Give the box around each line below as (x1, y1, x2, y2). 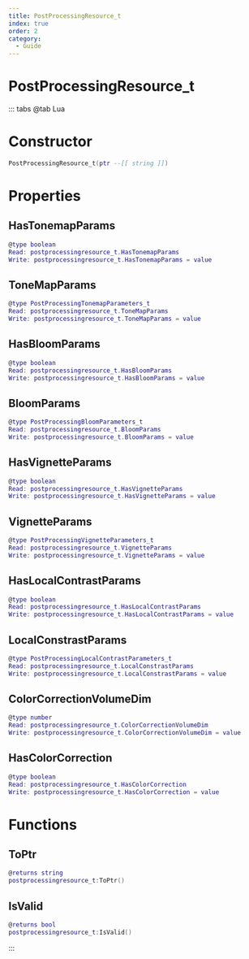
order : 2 (8, 27, 38, 35)
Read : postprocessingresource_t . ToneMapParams (8, 307, 169, 315)
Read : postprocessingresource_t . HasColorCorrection (8, 780, 187, 788)
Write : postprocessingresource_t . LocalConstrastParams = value (8, 670, 227, 678)
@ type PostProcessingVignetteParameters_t (8, 536, 154, 545)
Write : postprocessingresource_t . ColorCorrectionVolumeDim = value (8, 729, 242, 737)
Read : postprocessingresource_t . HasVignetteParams (8, 484, 183, 493)
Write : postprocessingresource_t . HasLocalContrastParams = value (8, 610, 234, 618)
